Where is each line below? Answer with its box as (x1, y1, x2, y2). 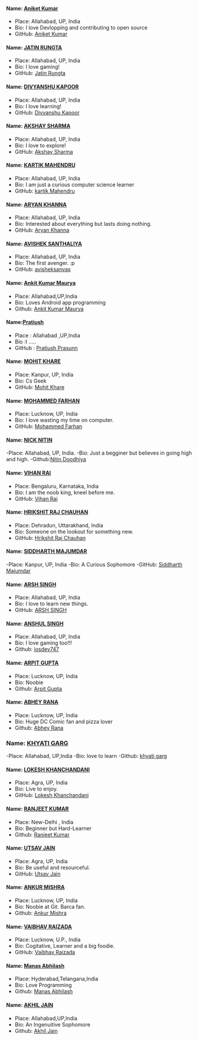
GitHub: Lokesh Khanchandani (14, 792, 89, 799)
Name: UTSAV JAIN (6, 844, 56, 851)
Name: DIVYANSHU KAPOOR (6, 83, 79, 90)
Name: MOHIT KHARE (6, 358, 61, 365)
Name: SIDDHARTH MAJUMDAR (6, 547, 87, 555)
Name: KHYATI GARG (6, 739, 69, 747)
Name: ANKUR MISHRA (6, 884, 65, 891)
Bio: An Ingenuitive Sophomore (14, 1020, 90, 1028)
